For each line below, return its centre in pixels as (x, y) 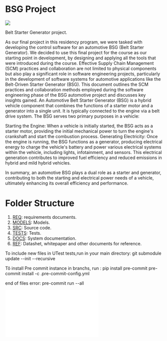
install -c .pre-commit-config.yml (56, 273)
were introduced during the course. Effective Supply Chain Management (80, 63)
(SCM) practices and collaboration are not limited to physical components (81, 68)
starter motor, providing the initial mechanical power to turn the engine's (79, 131)
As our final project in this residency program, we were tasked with (74, 42)
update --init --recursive (30, 258)
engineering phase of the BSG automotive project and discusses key (76, 95)
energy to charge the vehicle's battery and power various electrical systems (83, 147)
